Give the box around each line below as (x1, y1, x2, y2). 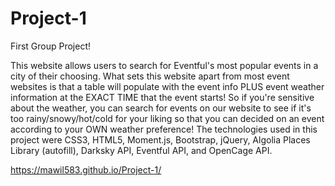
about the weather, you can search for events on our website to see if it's (10, 102, 312, 114)
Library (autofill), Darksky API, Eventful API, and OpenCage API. (10, 144, 273, 156)
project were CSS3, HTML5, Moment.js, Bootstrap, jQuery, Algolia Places (10, 133, 311, 146)
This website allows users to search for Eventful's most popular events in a (10, 59, 319, 71)
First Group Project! (10, 40, 92, 52)
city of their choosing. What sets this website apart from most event (10, 70, 290, 82)
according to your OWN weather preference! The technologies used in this (10, 123, 318, 135)
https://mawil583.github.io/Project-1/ (10, 163, 162, 176)
